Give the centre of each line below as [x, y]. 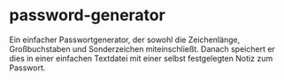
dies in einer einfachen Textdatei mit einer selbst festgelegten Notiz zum [141, 58]
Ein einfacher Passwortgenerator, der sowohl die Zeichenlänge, [125, 40]
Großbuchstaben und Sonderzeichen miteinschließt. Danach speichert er [142, 48]
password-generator [87, 15]
